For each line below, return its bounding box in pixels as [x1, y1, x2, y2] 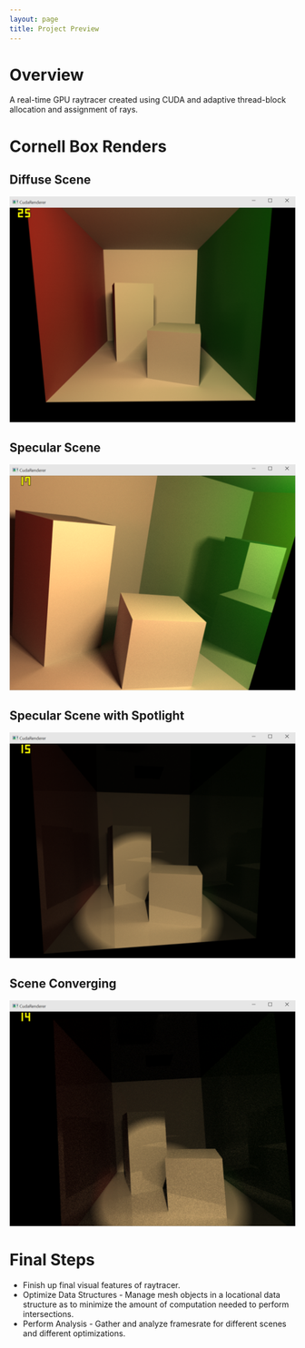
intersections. [22, 1308, 74, 1319]
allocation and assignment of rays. [9, 104, 139, 115]
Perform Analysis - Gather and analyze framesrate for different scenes [22, 1318, 287, 1329]
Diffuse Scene [9, 173, 92, 188]
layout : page [9, 15, 59, 24]
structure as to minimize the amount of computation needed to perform [22, 1299, 290, 1310]
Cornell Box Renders [9, 136, 167, 156]
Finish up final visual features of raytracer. [22, 1279, 181, 1290]
